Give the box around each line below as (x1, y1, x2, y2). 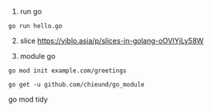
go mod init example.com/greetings (8, 67, 127, 75)
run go (19, 7, 42, 16)
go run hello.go (8, 22, 62, 30)
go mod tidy (8, 95, 48, 104)
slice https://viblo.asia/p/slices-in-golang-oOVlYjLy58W (19, 36, 204, 45)
